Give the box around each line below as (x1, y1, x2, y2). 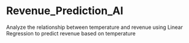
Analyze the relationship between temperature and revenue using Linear (6, 24, 183, 31)
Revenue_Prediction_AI (6, 4, 124, 18)
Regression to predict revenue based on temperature (6, 29, 136, 37)
